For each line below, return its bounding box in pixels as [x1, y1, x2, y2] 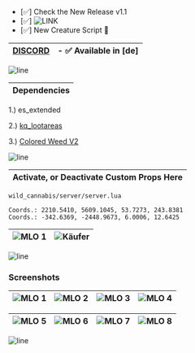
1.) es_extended [8, 105, 61, 115]
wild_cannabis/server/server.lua [8, 192, 122, 200]
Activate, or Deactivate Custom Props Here [12, 172, 183, 182]
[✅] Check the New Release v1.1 [19, 7, 128, 16]
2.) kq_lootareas [8, 121, 63, 130]
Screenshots [8, 272, 60, 283]
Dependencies [12, 85, 71, 96]
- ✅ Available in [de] [57, 45, 139, 56]
